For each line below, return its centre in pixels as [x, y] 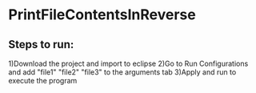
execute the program [43, 81]
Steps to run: [41, 44]
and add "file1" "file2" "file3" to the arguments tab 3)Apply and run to [122, 72]
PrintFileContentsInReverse [102, 15]
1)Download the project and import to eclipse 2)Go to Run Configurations [128, 63]
